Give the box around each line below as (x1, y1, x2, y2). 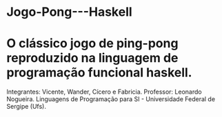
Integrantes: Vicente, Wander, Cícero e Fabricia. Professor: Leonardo (6, 87, 202, 96)
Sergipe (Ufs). (6, 103, 46, 111)
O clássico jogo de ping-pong (6, 36, 179, 52)
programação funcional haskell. (6, 65, 192, 81)
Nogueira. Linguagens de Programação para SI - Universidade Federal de (6, 95, 215, 103)
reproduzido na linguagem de (6, 50, 179, 66)
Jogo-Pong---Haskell (6, 4, 132, 20)
